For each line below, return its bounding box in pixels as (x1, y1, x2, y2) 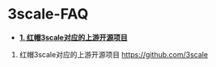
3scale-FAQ (7, 5, 89, 23)
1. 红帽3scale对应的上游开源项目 (19, 32, 128, 42)
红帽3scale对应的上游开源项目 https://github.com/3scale (19, 49, 208, 59)
